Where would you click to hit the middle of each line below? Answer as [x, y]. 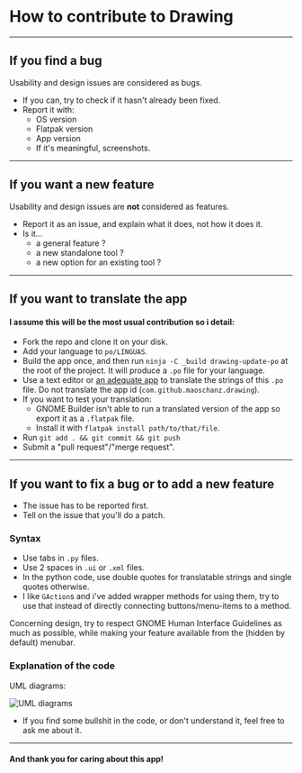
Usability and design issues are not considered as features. [119, 206]
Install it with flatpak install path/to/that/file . [128, 428]
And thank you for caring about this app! [87, 759]
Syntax [25, 538]
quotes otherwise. [56, 587]
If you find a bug [56, 61]
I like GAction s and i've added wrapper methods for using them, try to [151, 596]
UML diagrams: [38, 686]
